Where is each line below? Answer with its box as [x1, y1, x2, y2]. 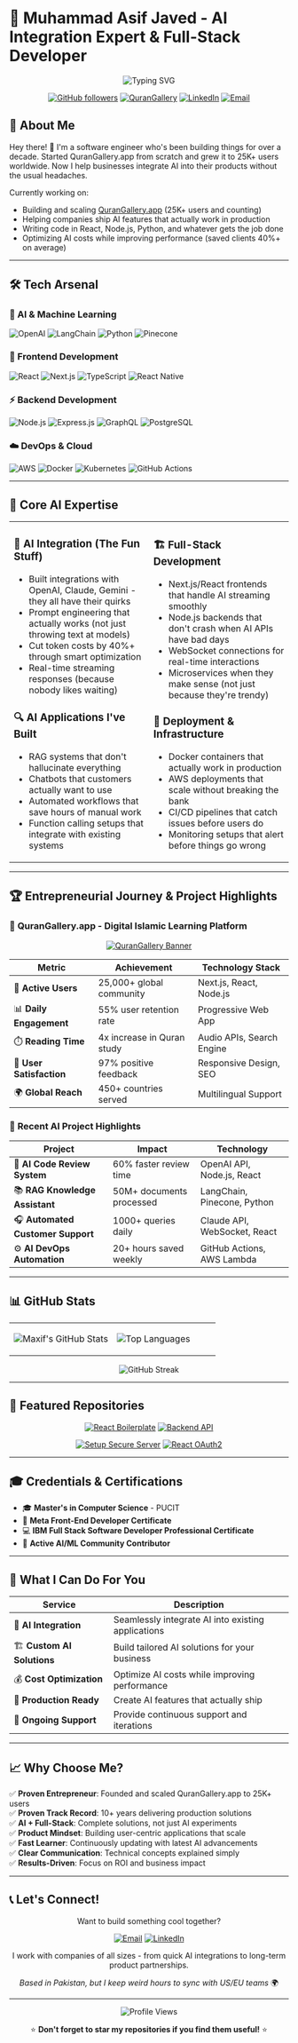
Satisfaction [13, 1067, 67, 1080]
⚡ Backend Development [9, 393, 117, 406]
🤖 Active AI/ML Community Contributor [21, 1538, 171, 1548]
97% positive [98, 1057, 154, 1069]
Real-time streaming [28, 661, 115, 674]
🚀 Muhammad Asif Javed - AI [9, 8, 228, 28]
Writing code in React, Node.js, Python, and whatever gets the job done [21, 223, 284, 234]
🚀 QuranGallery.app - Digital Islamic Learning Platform [9, 920, 247, 932]
